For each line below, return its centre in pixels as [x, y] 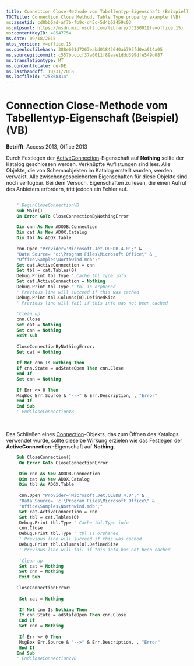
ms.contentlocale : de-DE [36, 66]
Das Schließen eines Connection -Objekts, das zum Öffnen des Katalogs [92, 434]
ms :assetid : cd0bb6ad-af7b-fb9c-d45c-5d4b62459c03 [69, 22]
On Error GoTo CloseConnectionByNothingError [73, 216]
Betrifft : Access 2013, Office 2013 [47, 147]
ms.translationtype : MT [35, 60]
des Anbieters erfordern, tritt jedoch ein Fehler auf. [67, 189]
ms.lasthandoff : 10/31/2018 [40, 71]
